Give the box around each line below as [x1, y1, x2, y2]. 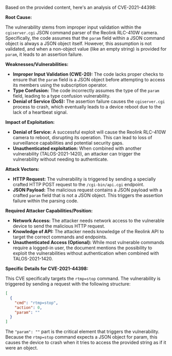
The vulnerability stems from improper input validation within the [5, 24, 142, 30]
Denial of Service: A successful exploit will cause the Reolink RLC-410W [12, 129, 166, 135]
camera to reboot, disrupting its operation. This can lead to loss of [12, 135, 153, 140]
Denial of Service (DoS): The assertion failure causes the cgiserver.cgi [12, 98, 165, 104]
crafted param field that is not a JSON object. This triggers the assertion [12, 192, 163, 198]
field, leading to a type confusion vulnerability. [12, 93, 111, 99]
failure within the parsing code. [12, 198, 78, 204]
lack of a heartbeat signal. [12, 109, 68, 115]
